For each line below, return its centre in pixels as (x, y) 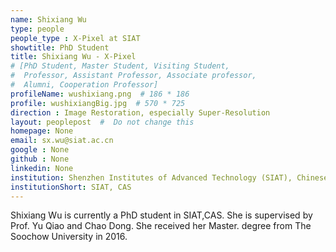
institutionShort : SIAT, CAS (71, 187)
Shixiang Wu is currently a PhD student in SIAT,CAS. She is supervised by (161, 215)
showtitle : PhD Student (60, 47)
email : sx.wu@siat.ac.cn (62, 141)
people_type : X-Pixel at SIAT (75, 38)
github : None (40, 159)
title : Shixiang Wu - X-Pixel (73, 57)
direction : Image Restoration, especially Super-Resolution (140, 112)
